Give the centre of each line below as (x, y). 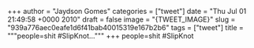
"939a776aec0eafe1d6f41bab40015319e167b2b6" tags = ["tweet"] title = (125, 27)
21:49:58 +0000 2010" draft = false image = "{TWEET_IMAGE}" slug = (121, 19)
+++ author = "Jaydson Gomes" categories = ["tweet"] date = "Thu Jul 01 (127, 11)
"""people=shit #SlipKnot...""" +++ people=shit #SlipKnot (101, 36)
